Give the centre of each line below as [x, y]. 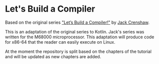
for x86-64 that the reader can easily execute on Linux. [60, 42]
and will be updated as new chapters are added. [53, 56]
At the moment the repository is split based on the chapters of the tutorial [78, 51]
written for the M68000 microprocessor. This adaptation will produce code [79, 37]
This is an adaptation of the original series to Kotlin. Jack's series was [75, 32]
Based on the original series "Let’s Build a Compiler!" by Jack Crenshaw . [77, 22]
